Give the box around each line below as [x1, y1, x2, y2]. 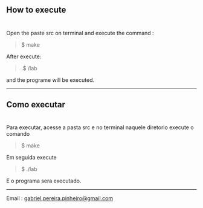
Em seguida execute [6, 154, 57, 161]
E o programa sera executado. [6, 177, 82, 184]
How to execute [6, 5, 66, 15]
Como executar [6, 99, 65, 110]
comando [6, 130, 30, 138]
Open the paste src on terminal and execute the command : [6, 29, 154, 36]
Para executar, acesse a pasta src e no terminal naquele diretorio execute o [6, 124, 195, 131]
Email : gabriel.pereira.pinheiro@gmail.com [6, 195, 114, 202]
